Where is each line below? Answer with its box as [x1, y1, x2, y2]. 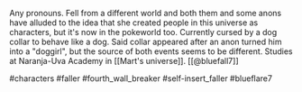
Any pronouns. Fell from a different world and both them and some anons [9, 8, 282, 18]
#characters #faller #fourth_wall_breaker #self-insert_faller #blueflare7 [9, 73, 273, 84]
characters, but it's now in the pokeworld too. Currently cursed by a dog [9, 27, 278, 37]
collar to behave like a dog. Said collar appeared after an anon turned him [9, 36, 282, 47]
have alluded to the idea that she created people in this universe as [9, 17, 259, 28]
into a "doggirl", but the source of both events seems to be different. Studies [9, 46, 293, 57]
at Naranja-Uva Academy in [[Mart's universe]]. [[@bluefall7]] [9, 56, 239, 66]
